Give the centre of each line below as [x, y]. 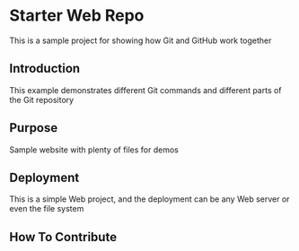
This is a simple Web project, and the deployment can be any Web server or [149, 199]
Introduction [45, 69]
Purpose [34, 128]
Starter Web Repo [77, 16]
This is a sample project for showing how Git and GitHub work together [141, 40]
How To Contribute [63, 237]
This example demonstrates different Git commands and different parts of [145, 90]
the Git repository [42, 100]
